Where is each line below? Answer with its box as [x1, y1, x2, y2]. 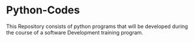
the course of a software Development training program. [6, 29, 144, 36]
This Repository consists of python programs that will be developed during [6, 23, 188, 30]
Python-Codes [6, 3, 80, 17]
